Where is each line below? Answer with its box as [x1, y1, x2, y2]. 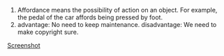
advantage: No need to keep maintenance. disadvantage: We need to [17, 21, 217, 28]
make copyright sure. [17, 28, 79, 36]
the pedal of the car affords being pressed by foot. [17, 13, 163, 21]
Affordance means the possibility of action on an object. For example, [17, 6, 218, 14]
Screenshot [7, 41, 40, 49]
